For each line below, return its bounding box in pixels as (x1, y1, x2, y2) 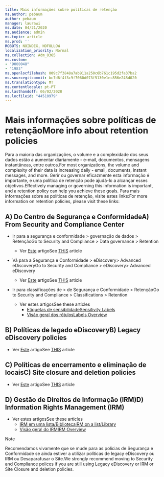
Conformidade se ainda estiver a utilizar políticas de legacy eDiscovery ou (5, 451, 155, 456)
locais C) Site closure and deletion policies (5, 368, 136, 377)
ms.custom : (5, 57, 27, 62)
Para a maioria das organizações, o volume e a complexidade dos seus (5, 152, 148, 158)
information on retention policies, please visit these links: (5, 199, 120, 204)
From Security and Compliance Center (5, 220, 125, 228)
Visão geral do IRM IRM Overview (19, 427, 86, 432)
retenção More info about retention (5, 125, 148, 136)
